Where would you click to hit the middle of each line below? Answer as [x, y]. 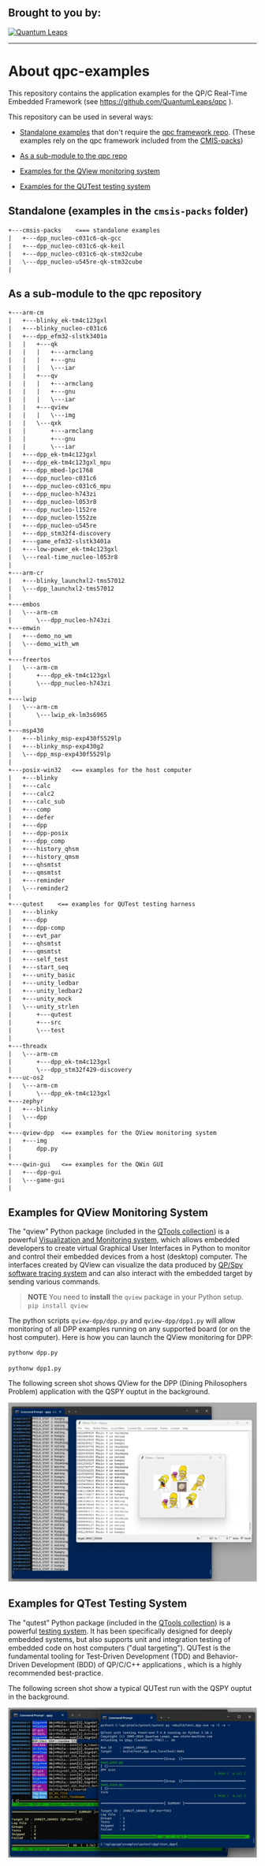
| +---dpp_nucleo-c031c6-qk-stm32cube [76, 254]
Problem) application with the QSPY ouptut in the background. [109, 1392]
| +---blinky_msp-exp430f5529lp [65, 739]
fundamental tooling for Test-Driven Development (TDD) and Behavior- [123, 1656]
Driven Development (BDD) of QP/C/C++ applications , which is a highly [125, 1664]
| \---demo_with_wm [44, 644]
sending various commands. [54, 1282]
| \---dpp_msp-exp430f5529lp [60, 755]
